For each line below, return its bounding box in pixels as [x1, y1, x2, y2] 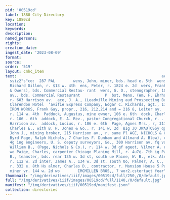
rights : [5, 41, 22, 46]
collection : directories [5, 187, 58, 192]
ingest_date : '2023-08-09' [5, 50, 62, 55]
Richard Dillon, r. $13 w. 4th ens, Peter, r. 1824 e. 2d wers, [10, 83, 153, 88]
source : [5, 60, 22, 65]
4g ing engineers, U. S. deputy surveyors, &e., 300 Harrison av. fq [10, 140, 159, 145]
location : [5, 21, 26, 27]
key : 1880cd [5, 17, 30, 22]
